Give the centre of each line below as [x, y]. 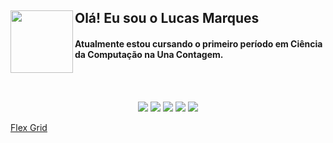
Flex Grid [29, 127]
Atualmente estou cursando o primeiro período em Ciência [198, 43]
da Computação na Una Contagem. [149, 54]
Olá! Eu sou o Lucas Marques [167, 18]
